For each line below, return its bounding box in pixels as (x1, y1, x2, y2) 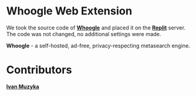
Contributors (6, 63, 72, 77)
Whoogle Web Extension (6, 4, 133, 18)
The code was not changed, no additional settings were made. (6, 30, 162, 37)
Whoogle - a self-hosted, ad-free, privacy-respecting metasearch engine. (6, 42, 191, 49)
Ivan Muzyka (6, 83, 39, 90)
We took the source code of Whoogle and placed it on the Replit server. (6, 24, 186, 31)
